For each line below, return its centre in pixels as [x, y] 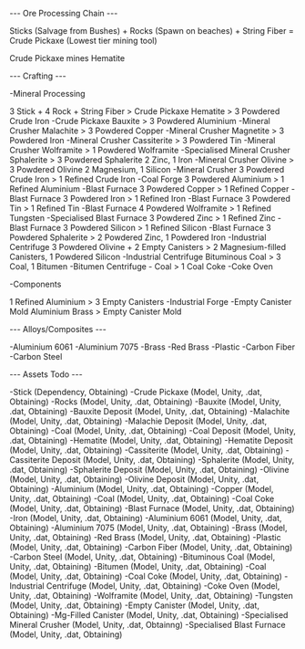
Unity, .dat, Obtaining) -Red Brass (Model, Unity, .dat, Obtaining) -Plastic [145, 537]
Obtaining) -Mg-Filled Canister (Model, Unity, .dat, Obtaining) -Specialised [149, 615]
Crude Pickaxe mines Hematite [67, 58]
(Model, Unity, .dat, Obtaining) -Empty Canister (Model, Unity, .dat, [134, 605]
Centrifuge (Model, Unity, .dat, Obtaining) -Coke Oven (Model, [163, 586]
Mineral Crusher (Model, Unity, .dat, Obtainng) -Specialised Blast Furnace [147, 625]
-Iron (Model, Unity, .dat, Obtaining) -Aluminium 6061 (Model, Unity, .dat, [146, 518]
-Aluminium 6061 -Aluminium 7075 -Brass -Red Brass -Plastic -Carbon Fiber [152, 347]
